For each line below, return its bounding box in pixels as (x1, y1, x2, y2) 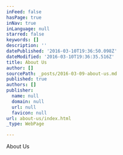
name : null (11, 93, 39, 99)
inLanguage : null (6, 25, 50, 32)
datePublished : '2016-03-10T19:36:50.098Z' (6, 48, 118, 54)
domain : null (11, 98, 45, 104)
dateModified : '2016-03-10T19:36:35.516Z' (6, 54, 115, 60)
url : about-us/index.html (6, 115, 71, 121)
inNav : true (6, 20, 36, 26)
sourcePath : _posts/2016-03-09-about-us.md (6, 71, 118, 77)
